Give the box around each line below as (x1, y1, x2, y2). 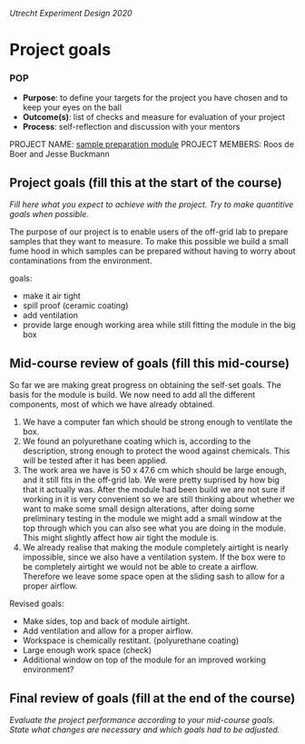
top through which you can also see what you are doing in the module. (22, 522, 287, 534)
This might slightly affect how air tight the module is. (22, 532, 220, 543)
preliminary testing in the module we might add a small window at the (22, 513, 282, 524)
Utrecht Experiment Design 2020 (9, 8, 133, 18)
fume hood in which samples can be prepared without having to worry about (9, 245, 296, 257)
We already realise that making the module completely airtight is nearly (22, 542, 289, 553)
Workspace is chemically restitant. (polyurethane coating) (22, 635, 240, 646)
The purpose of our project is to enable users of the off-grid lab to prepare (9, 226, 289, 237)
